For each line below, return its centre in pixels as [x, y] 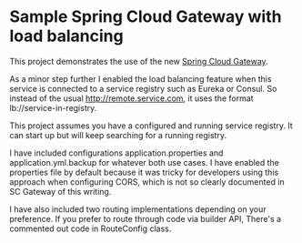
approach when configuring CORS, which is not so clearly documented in [147, 182]
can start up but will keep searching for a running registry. [118, 135]
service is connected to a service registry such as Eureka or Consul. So [143, 88]
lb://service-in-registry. [53, 107]
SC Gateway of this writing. [60, 191]
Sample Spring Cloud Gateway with [146, 17]
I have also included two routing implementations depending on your [138, 209]
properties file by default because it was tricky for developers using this [144, 172]
